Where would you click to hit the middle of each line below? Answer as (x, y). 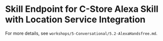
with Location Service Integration (75, 20)
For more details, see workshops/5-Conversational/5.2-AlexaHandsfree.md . (81, 33)
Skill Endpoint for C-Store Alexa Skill (82, 9)
